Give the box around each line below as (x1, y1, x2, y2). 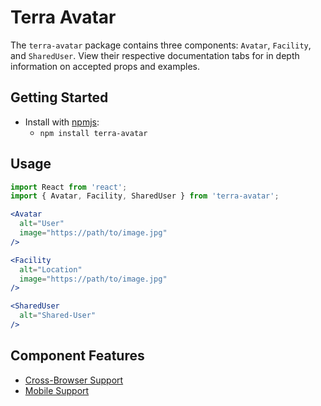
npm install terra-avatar (39, 128, 148, 138)
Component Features (10, 347, 145, 365)
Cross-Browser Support (24, 374, 124, 386)
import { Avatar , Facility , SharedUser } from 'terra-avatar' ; (10, 191, 280, 201)
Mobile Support (24, 384, 90, 396)
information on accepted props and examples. (10, 60, 201, 72)
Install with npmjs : (24, 116, 100, 128)
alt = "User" (19, 219, 65, 229)
